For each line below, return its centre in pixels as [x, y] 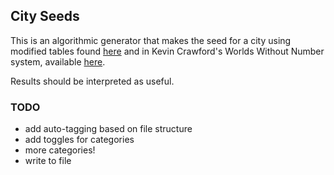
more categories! [60, 150]
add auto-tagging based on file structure [108, 129]
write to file [48, 161]
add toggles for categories [79, 140]
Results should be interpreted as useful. [92, 81]
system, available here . [58, 61]
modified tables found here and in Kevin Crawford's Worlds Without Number [167, 51]
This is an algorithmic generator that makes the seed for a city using [151, 40]
